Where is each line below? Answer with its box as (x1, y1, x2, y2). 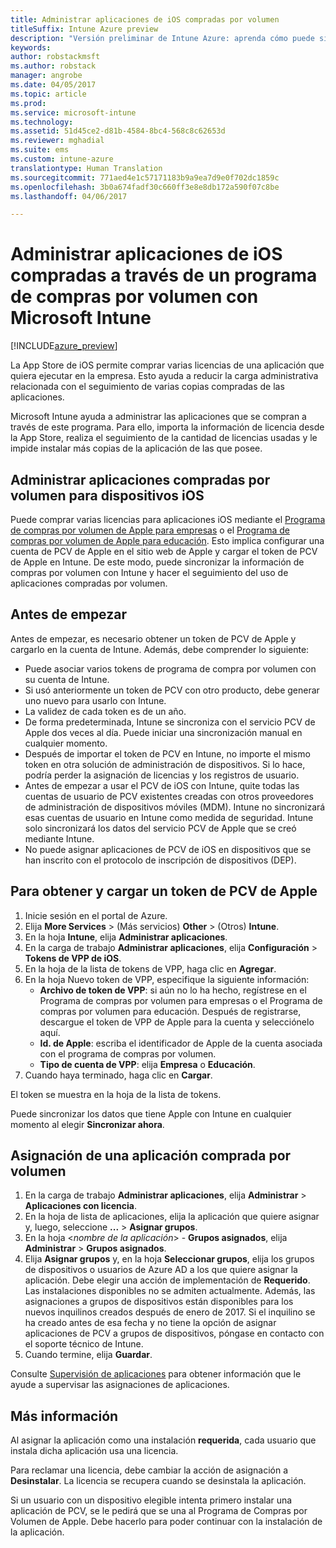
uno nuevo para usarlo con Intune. (24, 694, 167, 706)
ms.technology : (10, 117, 74, 127)
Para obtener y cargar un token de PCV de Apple (10, 883, 318, 900)
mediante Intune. (24, 832, 95, 845)
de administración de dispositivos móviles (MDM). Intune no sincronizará (24, 801, 326, 813)
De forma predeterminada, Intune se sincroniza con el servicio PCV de (24, 716, 316, 728)
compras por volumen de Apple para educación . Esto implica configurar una (10, 535, 325, 546)
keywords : (10, 42, 52, 53)
